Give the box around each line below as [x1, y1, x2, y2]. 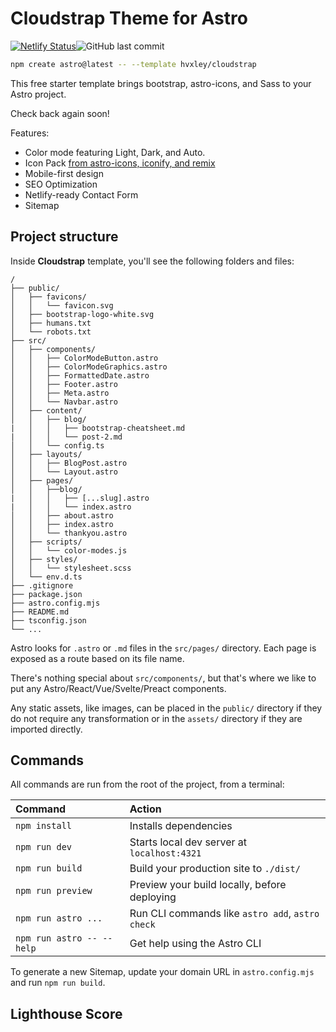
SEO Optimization [24, 178, 98, 190]
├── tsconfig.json [10, 615, 87, 626]
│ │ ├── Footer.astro [10, 379, 118, 389]
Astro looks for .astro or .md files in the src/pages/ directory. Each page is [10, 642, 317, 654]
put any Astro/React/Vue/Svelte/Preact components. [10, 682, 227, 694]
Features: [10, 127, 50, 139]
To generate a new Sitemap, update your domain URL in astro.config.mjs [10, 966, 315, 978]
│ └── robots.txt [10, 327, 92, 337]
